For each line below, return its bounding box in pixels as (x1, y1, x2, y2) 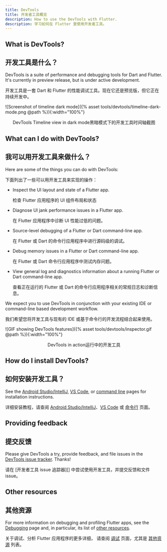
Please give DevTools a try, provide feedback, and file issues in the (5, 451, 143, 457)
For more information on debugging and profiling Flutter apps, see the (5, 520, 149, 526)
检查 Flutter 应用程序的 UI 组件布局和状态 (12, 197, 97, 203)
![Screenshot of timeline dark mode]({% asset (5, 104, 100, 110)
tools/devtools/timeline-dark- (100, 104, 161, 110)
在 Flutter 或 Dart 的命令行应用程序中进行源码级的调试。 (12, 238, 127, 244)
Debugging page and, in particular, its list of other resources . (5, 525, 130, 531)
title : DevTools (5, 7, 39, 13)
